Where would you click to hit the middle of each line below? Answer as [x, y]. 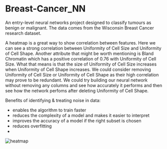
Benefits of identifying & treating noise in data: [53, 100]
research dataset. [23, 33]
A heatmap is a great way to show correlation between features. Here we [80, 42]
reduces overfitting [32, 126]
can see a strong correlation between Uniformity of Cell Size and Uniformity [83, 48]
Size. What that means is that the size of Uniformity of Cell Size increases [81, 64]
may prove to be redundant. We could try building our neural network [76, 80]
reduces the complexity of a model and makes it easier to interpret [81, 115]
